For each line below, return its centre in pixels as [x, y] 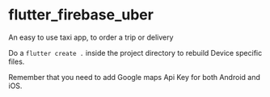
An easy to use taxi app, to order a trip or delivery [91, 37]
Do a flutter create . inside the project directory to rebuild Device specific [135, 53]
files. [17, 61]
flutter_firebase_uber [81, 15]
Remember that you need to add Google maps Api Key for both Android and [134, 77]
